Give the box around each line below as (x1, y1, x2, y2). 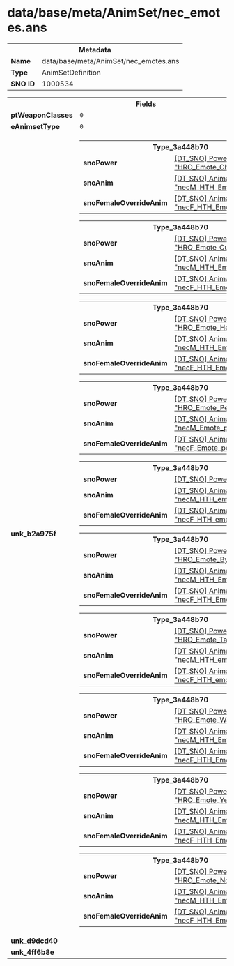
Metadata (79, 45, 111, 54)
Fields (135, 99, 157, 109)
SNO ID (10, 79, 36, 89)
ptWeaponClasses (10, 110, 73, 120)
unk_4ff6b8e (10, 947, 54, 957)
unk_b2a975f (10, 529, 57, 538)
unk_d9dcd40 (10, 936, 58, 946)
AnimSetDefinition (41, 68, 101, 77)
